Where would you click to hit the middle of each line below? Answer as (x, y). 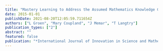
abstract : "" (18, 32)
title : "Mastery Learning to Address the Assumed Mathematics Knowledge (80, 9)
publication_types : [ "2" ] (31, 28)
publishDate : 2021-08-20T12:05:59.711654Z (49, 18)
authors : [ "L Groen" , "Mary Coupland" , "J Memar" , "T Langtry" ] (71, 23)
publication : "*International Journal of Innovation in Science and (76, 41)
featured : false (21, 37)
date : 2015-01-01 (23, 14)
